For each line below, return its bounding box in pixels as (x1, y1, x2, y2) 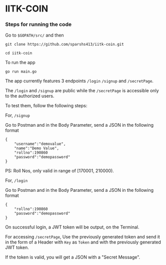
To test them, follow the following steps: (5, 103, 87, 109)
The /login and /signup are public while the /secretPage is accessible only (5, 88, 159, 94)
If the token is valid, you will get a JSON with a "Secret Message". (5, 254, 140, 260)
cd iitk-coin (5, 51, 32, 56)
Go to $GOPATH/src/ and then (5, 32, 64, 38)
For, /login (5, 177, 28, 183)
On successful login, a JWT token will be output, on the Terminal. (5, 224, 139, 230)
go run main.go (5, 69, 37, 74)
